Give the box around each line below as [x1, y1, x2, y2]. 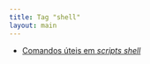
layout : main [9, 21, 57, 30]
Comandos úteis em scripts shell [21, 45, 141, 55]
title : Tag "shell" [9, 12, 81, 22]
